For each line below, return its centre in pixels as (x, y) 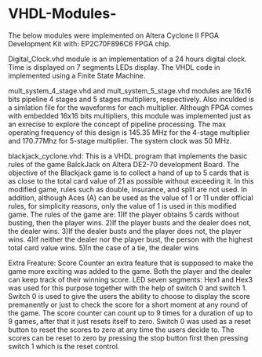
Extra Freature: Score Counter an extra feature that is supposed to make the (131, 263)
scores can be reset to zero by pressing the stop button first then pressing (128, 337)
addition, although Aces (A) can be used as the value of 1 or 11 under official (131, 198)
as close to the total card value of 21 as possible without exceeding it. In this (131, 180)
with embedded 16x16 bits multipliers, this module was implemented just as (129, 115)
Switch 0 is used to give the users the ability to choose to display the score (129, 296)
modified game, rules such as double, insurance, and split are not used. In (127, 189)
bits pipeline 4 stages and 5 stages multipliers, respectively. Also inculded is (131, 99)
